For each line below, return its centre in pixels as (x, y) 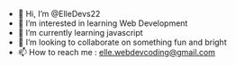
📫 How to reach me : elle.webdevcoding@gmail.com (117, 52)
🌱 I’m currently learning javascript (80, 33)
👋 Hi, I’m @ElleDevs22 (59, 14)
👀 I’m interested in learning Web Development (103, 23)
